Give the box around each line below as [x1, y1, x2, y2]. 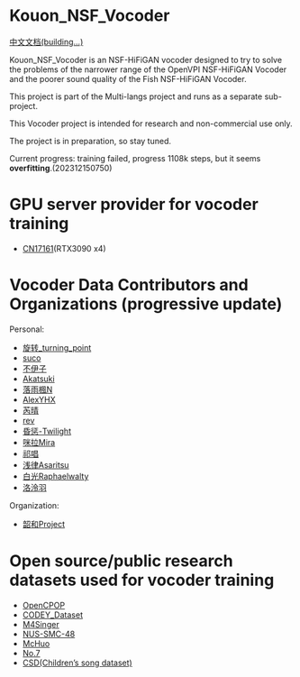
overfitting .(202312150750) [9, 162, 113, 173]
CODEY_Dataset [22, 609, 84, 620]
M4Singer [22, 618, 60, 629]
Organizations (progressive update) [9, 294, 283, 315]
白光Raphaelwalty [22, 471, 89, 481]
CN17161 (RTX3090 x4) [22, 242, 106, 253]
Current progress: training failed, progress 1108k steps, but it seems [9, 152, 261, 163]
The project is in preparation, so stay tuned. [9, 135, 172, 146]
